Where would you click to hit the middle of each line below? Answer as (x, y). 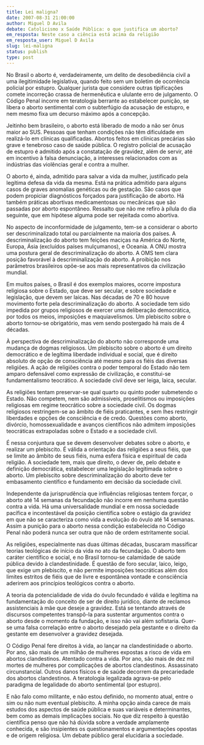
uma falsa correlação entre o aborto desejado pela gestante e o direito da (106, 627)
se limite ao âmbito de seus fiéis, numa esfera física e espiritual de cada (97, 456)
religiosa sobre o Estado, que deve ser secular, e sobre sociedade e (91, 290)
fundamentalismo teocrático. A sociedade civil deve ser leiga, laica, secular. (101, 380)
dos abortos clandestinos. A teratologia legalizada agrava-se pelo (89, 678)
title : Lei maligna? (33, 12)
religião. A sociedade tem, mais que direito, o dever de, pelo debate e (93, 462)
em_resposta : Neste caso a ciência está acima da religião (83, 35)
